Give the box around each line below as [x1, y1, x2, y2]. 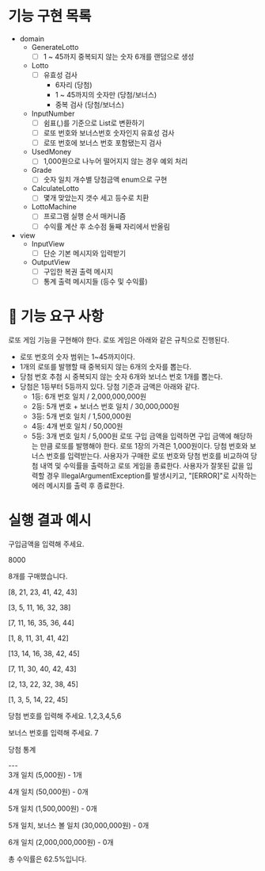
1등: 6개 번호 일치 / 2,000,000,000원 [31, 392, 147, 401]
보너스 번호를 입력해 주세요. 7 [8, 728, 99, 737]
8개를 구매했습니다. [8, 571, 68, 581]
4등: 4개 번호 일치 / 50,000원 [31, 421, 123, 430]
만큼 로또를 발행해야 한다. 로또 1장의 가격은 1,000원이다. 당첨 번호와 [40, 441, 248, 450]
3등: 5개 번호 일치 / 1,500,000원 [31, 411, 132, 421]
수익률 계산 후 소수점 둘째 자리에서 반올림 [43, 221, 170, 231]
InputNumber [31, 109, 75, 119]
